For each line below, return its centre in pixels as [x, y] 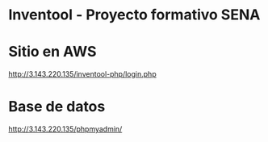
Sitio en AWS [52, 52]
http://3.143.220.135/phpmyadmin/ [65, 129]
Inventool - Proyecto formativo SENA [134, 15]
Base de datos [57, 107]
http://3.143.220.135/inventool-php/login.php [82, 74]
